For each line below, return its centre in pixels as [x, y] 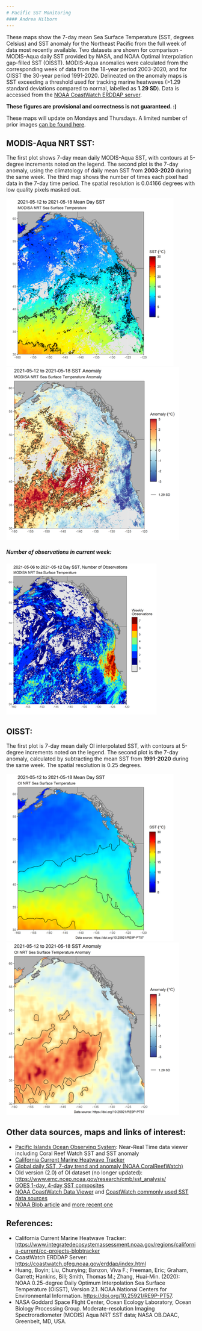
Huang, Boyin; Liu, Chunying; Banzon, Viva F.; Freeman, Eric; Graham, [101, 1270]
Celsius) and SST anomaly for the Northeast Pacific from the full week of [96, 43]
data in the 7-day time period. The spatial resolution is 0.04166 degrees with [101, 183]
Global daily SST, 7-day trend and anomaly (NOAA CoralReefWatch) [99, 1166]
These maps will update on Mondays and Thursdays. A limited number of [97, 118]
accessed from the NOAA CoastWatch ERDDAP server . [74, 95]
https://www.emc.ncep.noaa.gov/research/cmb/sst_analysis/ [90, 1179]
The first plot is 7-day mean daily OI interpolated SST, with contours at [93, 746]
